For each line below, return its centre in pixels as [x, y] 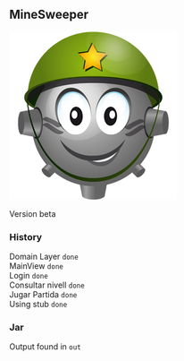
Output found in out [46, 347]
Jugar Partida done [43, 295]
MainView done [37, 266]
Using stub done [38, 305]
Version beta [33, 213]
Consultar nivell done [47, 285]
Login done [29, 276]
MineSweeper [49, 15]
